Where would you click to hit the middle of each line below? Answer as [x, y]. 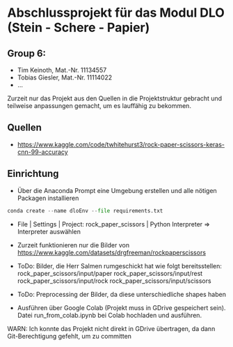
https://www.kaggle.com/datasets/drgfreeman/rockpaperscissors [112, 252]
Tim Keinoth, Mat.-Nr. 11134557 [62, 70]
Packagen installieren [48, 198]
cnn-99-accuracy [42, 152]
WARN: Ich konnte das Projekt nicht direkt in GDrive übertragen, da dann [111, 328]
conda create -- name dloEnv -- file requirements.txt [85, 210]
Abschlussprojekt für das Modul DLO [116, 13]
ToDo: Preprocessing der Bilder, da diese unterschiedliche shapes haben [121, 294]
